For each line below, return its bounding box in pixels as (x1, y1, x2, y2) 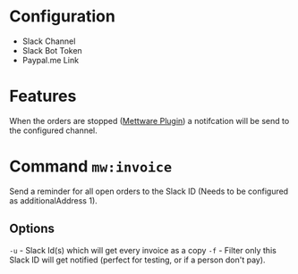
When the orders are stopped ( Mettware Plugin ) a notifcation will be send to (9, 115, 290, 126)
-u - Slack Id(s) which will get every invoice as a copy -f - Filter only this (9, 245, 277, 255)
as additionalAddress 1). (9, 195, 98, 206)
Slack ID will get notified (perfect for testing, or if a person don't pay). (9, 254, 266, 265)
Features (9, 87, 77, 106)
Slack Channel (21, 36, 76, 46)
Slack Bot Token (21, 45, 82, 55)
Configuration (9, 6, 116, 27)
